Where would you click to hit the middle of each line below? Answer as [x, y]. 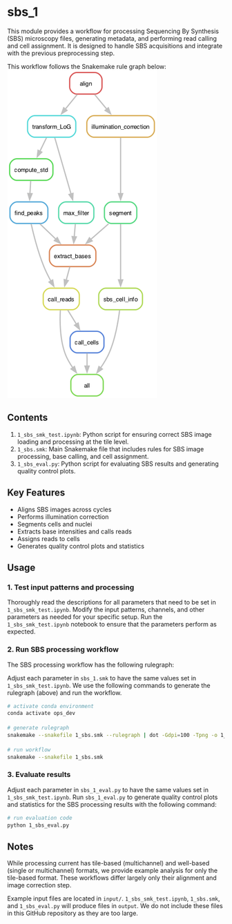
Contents [28, 418]
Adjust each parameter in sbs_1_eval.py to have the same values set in [108, 789]
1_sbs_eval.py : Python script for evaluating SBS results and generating [118, 464]
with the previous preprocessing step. [61, 53]
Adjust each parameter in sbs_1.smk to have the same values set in [102, 678]
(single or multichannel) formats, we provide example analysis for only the [113, 871]
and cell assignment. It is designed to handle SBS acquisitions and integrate [115, 46]
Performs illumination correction [63, 517]
